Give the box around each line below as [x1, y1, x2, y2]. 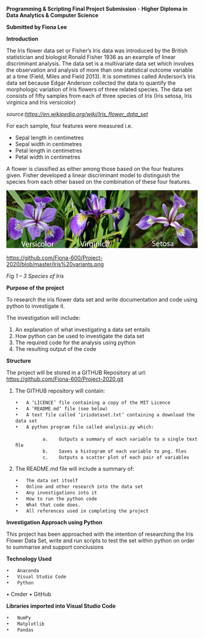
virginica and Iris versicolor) [6, 99, 76, 106]
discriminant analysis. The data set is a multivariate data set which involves [6, 60, 194, 67]
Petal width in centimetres [15, 153, 81, 161]
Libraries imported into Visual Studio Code [6, 602, 116, 610]
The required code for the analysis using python [15, 339, 135, 346]
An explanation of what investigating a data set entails [15, 326, 151, 333]
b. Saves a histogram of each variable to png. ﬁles [42, 448, 187, 455]
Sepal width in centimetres [15, 140, 82, 148]
